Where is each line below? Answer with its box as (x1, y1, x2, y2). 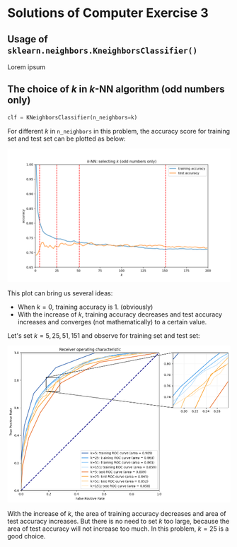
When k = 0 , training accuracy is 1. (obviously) (17, 302, 154, 311)
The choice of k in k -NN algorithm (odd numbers (7, 83, 225, 95)
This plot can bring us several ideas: (7, 288, 113, 298)
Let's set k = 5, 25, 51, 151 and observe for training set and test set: (7, 331, 200, 340)
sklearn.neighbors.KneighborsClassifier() (7, 45, 198, 56)
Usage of (7, 33, 48, 45)
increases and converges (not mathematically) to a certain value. (17, 317, 207, 326)
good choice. (7, 531, 46, 540)
